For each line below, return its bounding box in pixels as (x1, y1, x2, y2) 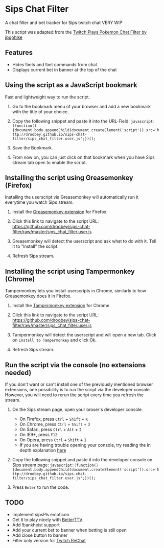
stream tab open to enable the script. (12, 159, 87, 165)
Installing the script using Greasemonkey (5, 173, 134, 182)
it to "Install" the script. (12, 243, 59, 249)
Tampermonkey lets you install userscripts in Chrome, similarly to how (5, 288, 146, 294)
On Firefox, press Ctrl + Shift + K (19, 416, 88, 422)
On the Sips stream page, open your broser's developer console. (12, 406, 143, 412)
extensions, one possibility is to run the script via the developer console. (5, 387, 151, 392)
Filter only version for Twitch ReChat (12, 537, 86, 543)
